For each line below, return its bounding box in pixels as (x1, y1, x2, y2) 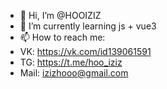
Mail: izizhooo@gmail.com (19, 67, 129, 79)
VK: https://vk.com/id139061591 (19, 46, 152, 57)
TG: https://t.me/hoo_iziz (19, 56, 123, 68)
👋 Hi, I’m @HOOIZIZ (19, 10, 102, 21)
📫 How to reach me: (19, 31, 106, 43)
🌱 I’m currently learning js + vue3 (19, 20, 157, 32)
